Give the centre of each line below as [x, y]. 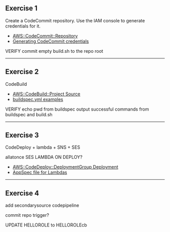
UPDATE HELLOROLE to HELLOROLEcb [46, 225]
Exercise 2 [22, 72]
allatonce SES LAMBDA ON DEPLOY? [44, 157]
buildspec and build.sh [29, 114]
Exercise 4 [22, 193]
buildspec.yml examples [38, 99]
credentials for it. [23, 26]
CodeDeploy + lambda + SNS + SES [43, 147]
